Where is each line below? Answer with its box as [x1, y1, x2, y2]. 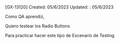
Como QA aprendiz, [5, 14, 45, 19]
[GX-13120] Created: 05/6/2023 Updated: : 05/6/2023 [5, 4, 114, 10]
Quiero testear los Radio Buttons [5, 23, 70, 29]
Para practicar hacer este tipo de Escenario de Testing [5, 33, 115, 38]
